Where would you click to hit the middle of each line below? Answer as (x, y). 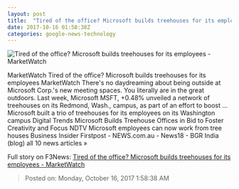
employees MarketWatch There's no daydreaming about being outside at (114, 83)
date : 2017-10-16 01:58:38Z (49, 27)
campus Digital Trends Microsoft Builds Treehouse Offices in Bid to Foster (116, 121)
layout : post (27, 14)
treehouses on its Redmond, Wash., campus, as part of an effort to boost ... (118, 106)
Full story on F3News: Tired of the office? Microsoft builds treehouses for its (119, 157)
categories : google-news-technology (62, 34)
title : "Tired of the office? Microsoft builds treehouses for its (111, 21)
